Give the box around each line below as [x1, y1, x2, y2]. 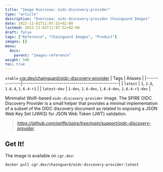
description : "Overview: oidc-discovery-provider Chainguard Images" [5, 16, 150, 21]
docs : [9, 48, 21, 53]
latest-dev [42, 87, 65, 92]
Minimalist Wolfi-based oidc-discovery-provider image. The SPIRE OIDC [5, 95, 152, 101]
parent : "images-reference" [14, 52, 71, 58]
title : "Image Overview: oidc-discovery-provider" [5, 7, 111, 12]
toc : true [5, 62, 25, 67]
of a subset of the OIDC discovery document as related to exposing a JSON [5, 106, 158, 112]
